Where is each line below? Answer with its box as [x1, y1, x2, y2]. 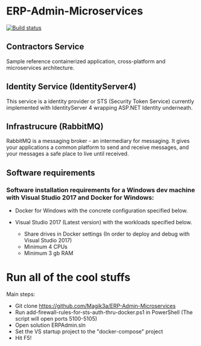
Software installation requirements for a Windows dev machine [6, 186, 195, 194]
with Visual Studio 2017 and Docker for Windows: [6, 193, 155, 201]
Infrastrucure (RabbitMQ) [6, 121, 104, 131]
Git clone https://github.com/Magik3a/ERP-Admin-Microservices [14, 303, 176, 309]
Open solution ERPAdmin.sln [14, 321, 86, 329]
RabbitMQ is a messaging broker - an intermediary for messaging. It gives [6, 137, 190, 145]
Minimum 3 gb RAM [24, 250, 74, 257]
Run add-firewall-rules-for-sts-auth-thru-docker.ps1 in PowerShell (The [14, 309, 193, 316]
